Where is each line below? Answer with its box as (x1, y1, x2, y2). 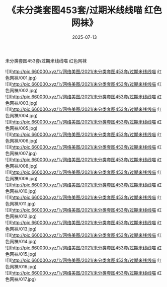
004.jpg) (20, 112, 38, 118)
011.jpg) (20, 200, 36, 206)
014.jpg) (20, 238, 37, 244)
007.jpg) (20, 150, 37, 156)
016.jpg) (20, 263, 37, 269)
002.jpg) (20, 87, 38, 93)
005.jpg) (20, 125, 38, 131)
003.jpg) (20, 100, 38, 106)
